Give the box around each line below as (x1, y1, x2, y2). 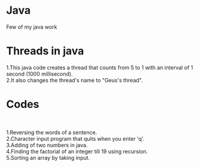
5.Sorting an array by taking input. (6, 154, 90, 161)
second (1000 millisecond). (6, 70, 73, 78)
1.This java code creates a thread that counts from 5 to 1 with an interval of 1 (6, 64, 193, 71)
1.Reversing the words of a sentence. (6, 129, 97, 136)
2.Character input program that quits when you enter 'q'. (6, 135, 145, 142)
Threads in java (6, 44, 84, 58)
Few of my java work (6, 23, 57, 30)
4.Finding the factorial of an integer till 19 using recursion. (6, 147, 148, 155)
